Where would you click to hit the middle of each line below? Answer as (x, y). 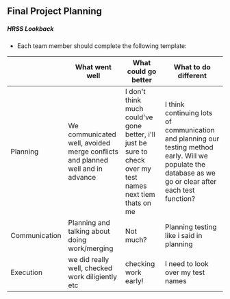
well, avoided (89, 143)
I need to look (187, 264)
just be (136, 143)
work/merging (91, 248)
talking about (89, 231)
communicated (92, 134)
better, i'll (140, 134)
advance (82, 178)
